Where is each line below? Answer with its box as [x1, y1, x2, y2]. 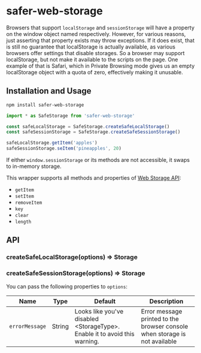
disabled [74, 315, 99, 323]
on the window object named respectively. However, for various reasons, [6, 30, 186, 37]
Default [94, 297, 116, 305]
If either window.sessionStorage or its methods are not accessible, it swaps [6, 156, 190, 163]
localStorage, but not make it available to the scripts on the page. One [6, 56, 178, 63]
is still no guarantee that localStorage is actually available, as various [6, 43, 175, 50]
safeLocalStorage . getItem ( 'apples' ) [6, 140, 98, 146]
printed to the [141, 315, 179, 323]
